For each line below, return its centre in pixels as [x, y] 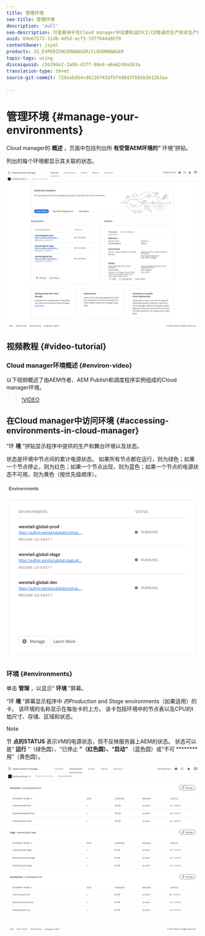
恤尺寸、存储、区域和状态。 [41, 717]
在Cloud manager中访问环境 [60, 420]
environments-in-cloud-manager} [73, 431]
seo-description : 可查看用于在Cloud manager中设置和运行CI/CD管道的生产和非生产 [102, 32]
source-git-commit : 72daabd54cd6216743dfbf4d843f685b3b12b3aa [87, 77]
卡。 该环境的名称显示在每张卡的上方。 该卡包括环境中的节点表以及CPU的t [100, 709]
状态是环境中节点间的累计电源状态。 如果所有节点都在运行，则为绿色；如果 [101, 459]
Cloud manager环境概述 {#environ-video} [69, 365]
